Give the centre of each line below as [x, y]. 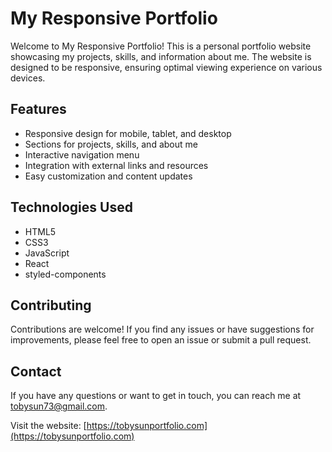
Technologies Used [71, 207]
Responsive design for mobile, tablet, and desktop [128, 133]
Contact [36, 371]
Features [38, 109]
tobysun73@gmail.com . [59, 406]
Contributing [51, 305]
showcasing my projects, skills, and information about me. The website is [161, 56]
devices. [28, 78]
